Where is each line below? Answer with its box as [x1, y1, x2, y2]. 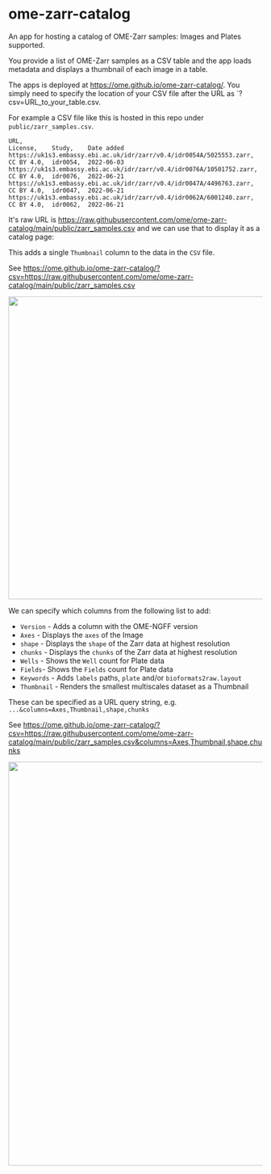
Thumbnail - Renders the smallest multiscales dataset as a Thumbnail [19, 681, 249, 691]
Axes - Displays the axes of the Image [19, 630, 144, 639]
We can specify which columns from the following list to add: [8, 606, 211, 615]
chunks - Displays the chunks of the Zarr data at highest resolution [19, 647, 238, 656]
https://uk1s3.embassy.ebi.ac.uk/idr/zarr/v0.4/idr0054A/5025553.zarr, [8, 151, 254, 159]
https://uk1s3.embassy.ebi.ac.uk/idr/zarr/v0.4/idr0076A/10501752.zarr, [8, 165, 258, 174]
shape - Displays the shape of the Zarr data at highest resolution [19, 639, 231, 648]
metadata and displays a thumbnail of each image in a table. [8, 64, 208, 73]
